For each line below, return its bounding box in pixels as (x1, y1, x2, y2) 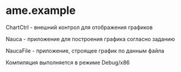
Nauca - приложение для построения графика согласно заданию (5, 35, 176, 42)
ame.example (5, 4, 76, 18)
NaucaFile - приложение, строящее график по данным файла (5, 47, 165, 54)
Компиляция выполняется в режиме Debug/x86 (5, 59, 130, 66)
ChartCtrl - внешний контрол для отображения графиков (5, 24, 153, 31)
